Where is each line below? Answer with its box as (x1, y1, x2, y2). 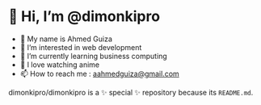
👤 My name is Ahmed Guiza (19, 34, 113, 44)
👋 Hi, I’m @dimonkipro (8, 7, 160, 26)
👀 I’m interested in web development (19, 42, 142, 52)
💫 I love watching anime (19, 60, 99, 69)
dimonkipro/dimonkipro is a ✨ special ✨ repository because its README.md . (8, 87, 254, 97)
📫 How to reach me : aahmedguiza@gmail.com (19, 69, 179, 78)
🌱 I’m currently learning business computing (19, 51, 167, 61)
